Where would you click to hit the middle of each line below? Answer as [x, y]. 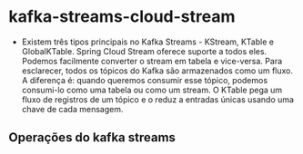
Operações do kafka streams [92, 138]
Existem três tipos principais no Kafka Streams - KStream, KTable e [148, 42]
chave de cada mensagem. [72, 109]
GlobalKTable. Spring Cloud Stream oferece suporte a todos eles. [144, 51]
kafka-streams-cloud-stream [122, 17]
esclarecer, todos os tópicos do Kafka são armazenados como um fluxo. [157, 71]
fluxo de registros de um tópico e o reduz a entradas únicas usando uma [158, 99]
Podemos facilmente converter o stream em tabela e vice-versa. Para [152, 61]
